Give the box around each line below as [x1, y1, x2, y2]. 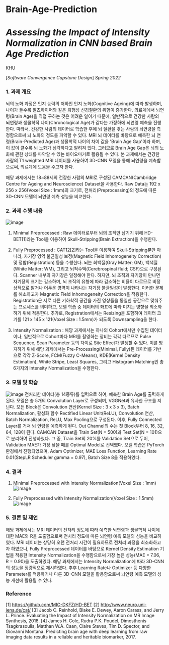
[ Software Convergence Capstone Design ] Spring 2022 [6, 75, 121, 81]
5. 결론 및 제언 [6, 514, 38, 521]
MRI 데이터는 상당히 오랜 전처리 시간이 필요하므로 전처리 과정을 [16, 539, 140, 545]
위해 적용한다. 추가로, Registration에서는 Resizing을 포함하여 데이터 [22, 310, 156, 316]
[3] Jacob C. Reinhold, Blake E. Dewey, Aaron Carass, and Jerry [32, 607, 164, 613]
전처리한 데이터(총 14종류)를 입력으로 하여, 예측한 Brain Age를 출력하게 [25, 391, 164, 397]
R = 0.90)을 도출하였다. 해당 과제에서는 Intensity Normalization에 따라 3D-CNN [6, 558, 164, 564]
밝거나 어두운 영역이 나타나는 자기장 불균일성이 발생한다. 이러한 [30, 285, 154, 291]
